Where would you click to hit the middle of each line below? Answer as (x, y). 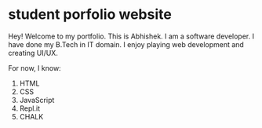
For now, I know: (35, 68)
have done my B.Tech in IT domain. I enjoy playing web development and (126, 44)
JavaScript (37, 100)
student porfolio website (90, 15)
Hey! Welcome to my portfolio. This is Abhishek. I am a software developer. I (131, 36)
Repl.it (30, 108)
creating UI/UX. (33, 53)
